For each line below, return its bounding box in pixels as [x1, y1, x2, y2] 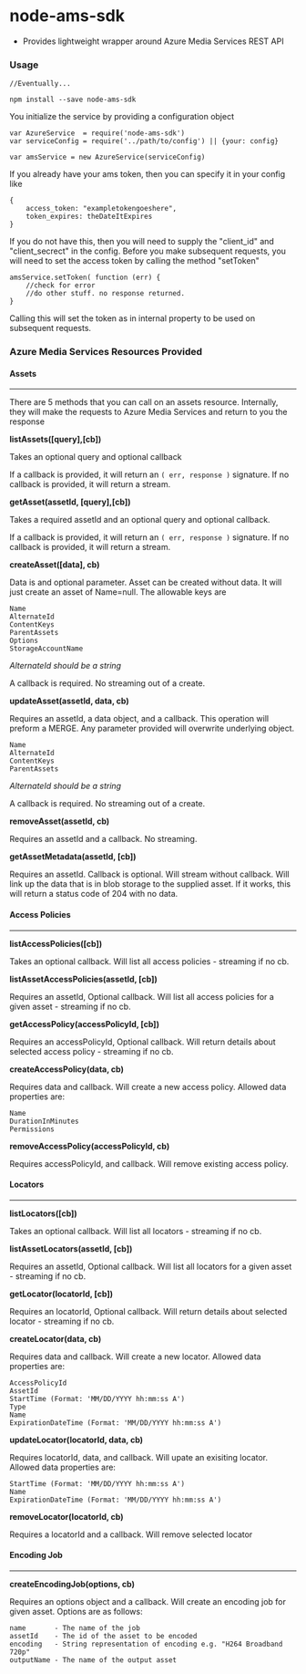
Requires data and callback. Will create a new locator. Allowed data [9, 1351, 261, 1362]
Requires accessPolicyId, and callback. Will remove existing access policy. [9, 1158, 289, 1169]
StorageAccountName [9, 644, 84, 653]
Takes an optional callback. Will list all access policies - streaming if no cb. [9, 955, 290, 967]
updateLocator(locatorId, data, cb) [9, 1434, 144, 1445]
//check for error [25, 281, 96, 290]
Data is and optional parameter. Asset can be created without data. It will [9, 577, 282, 588]
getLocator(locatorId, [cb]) [9, 1288, 114, 1299]
